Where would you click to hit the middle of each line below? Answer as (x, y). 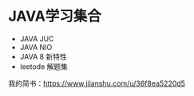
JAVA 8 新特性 (44, 56)
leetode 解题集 (44, 66)
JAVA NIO (36, 47)
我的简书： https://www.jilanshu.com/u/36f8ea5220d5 (97, 83)
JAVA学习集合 (55, 16)
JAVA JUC (37, 38)
